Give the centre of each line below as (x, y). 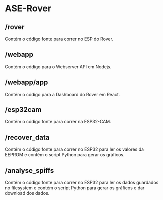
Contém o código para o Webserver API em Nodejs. (58, 66)
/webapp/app (27, 82)
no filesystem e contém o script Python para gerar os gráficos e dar (75, 188)
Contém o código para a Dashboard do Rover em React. (63, 94)
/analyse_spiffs (30, 170)
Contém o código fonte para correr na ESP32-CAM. (58, 122)
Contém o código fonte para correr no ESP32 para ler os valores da (74, 149)
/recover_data (27, 137)
